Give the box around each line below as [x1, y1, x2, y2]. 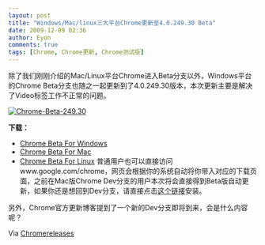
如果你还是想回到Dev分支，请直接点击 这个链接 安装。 [33, 187, 206, 195]
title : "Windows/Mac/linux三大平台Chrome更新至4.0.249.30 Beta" [8, 19, 216, 27]
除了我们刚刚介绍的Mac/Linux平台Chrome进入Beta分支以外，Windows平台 [8, 71, 252, 80]
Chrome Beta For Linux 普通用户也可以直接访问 [19, 156, 173, 166]
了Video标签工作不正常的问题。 [8, 91, 111, 100]
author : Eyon [8, 33, 51, 42]
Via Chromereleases [8, 228, 74, 238]
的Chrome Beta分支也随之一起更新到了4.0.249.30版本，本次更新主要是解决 [8, 81, 253, 90]
